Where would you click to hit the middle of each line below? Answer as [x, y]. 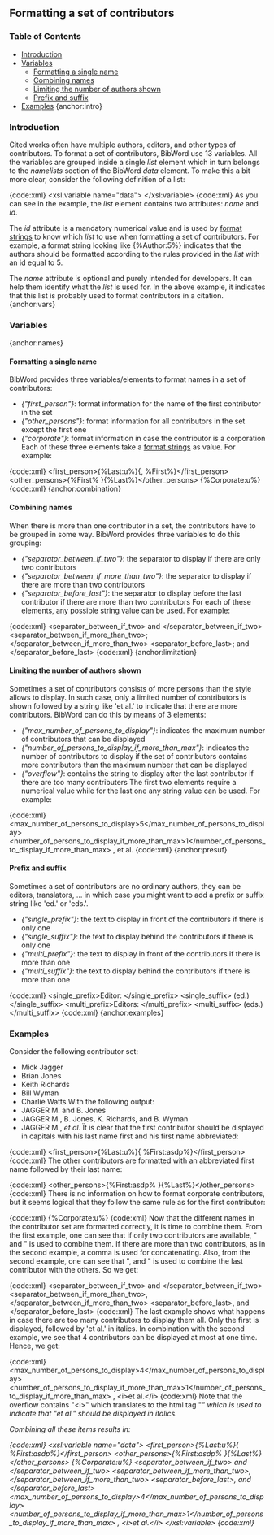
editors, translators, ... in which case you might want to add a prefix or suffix [137, 895]
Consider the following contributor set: [74, 1052]
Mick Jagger [42, 1067]
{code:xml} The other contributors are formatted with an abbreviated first [132, 1160]
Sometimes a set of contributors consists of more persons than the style [130, 688]
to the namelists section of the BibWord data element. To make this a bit [130, 171]
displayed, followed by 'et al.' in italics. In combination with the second [127, 1329]
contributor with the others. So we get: [74, 1270]
